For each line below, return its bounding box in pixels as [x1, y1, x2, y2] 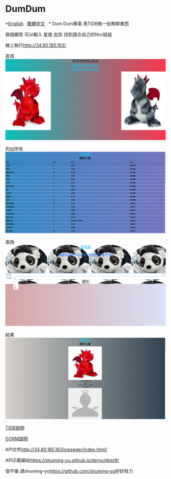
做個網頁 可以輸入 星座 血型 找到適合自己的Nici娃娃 [5, 31, 112, 37]
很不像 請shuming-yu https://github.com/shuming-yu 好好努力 [5, 468, 133, 474]
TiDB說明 [5, 425, 24, 431]
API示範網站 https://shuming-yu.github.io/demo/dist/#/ [5, 457, 119, 463]
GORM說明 [5, 435, 28, 441]
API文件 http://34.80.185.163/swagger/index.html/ [5, 446, 107, 453]
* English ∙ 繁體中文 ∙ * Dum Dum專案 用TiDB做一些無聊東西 [5, 20, 129, 26]
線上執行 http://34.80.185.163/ [5, 42, 66, 48]
